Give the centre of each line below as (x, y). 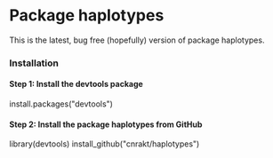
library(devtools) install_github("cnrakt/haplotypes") (104, 144)
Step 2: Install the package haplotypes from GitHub (106, 124)
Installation (34, 63)
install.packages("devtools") (61, 104)
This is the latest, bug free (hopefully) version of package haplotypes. (137, 40)
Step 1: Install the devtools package (76, 84)
